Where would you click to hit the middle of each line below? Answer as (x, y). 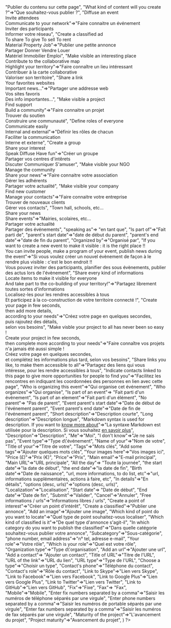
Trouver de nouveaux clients (35, 202)
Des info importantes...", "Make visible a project (55, 99)
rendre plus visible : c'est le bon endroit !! (49, 262)
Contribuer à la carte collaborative (41, 72)
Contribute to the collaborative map (43, 61)
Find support (19, 105)
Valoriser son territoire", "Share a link (44, 77)
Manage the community (30, 170)
